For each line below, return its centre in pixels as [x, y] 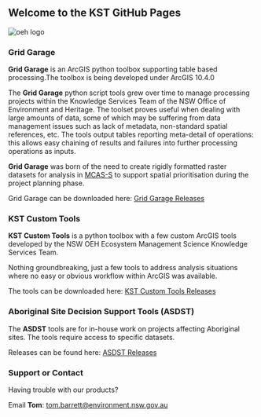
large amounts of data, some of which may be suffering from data [115, 118]
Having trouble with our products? [63, 390]
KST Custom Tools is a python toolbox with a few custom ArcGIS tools [123, 236]
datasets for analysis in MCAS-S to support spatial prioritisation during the [129, 175]
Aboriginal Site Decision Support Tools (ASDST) [101, 312]
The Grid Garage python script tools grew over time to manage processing [129, 93]
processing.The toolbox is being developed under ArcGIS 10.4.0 [111, 78]
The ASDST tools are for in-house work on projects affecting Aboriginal [124, 328]
